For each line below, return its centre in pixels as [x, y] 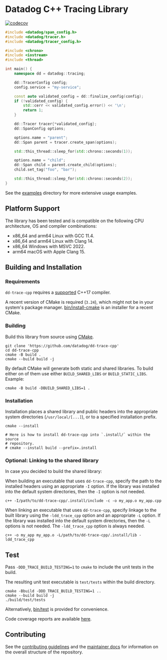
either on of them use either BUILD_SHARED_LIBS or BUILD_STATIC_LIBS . [76, 373]
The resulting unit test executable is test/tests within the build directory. [80, 582]
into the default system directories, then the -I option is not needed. [75, 492]
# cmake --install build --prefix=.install [51, 448]
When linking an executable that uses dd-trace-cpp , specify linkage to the [81, 510]
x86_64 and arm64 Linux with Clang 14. [53, 241]
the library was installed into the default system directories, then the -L [78, 521]
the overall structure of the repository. [44, 652]
